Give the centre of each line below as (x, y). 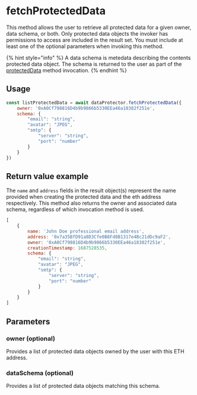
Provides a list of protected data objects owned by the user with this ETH (96, 351)
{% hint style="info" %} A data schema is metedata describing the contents (99, 58)
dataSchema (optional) (40, 373)
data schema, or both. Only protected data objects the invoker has (87, 33)
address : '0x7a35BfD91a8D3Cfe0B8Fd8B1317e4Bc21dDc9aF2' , (99, 237)
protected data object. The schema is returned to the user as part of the (94, 64)
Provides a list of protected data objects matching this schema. (83, 386)
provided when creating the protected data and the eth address (84, 197)
